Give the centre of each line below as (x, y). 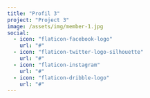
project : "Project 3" (38, 20)
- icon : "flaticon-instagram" (57, 65)
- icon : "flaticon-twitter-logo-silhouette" (78, 52)
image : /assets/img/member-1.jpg (55, 26)
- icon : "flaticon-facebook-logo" (63, 39)
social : (18, 33)
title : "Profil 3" (34, 13)
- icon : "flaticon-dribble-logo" (62, 78)
